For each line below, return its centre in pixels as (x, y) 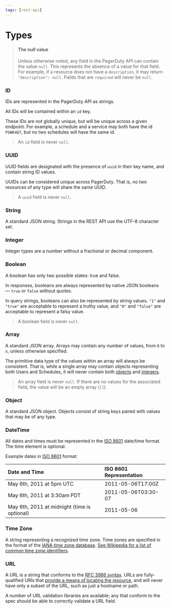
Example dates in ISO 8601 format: (41, 456)
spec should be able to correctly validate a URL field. (61, 601)
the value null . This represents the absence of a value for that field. (89, 66)
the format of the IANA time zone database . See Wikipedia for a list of (78, 545)
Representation (123, 475)
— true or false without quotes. (39, 291)
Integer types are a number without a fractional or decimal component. (79, 251)
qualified (15, 580)
